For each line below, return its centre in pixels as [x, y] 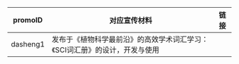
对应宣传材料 [131, 20]
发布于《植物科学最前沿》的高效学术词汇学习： [130, 39]
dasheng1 [28, 44]
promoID [28, 20]
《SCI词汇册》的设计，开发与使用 [106, 50]
